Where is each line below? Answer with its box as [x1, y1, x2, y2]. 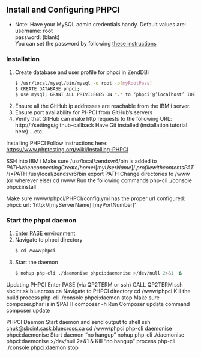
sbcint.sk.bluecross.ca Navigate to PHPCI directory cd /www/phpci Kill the [6, 287, 191, 294]
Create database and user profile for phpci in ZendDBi [14, 69, 149, 76]
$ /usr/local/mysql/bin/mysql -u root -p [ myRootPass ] [14, 81, 152, 87]
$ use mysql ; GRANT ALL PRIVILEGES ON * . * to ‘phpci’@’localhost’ [14, 91, 185, 97]
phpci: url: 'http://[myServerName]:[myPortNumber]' [6, 201, 136, 208]
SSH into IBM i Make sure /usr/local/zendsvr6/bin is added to [6, 157, 157, 165]
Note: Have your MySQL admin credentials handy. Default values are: [14, 20, 187, 28]
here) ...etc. [14, 127, 44, 135]
